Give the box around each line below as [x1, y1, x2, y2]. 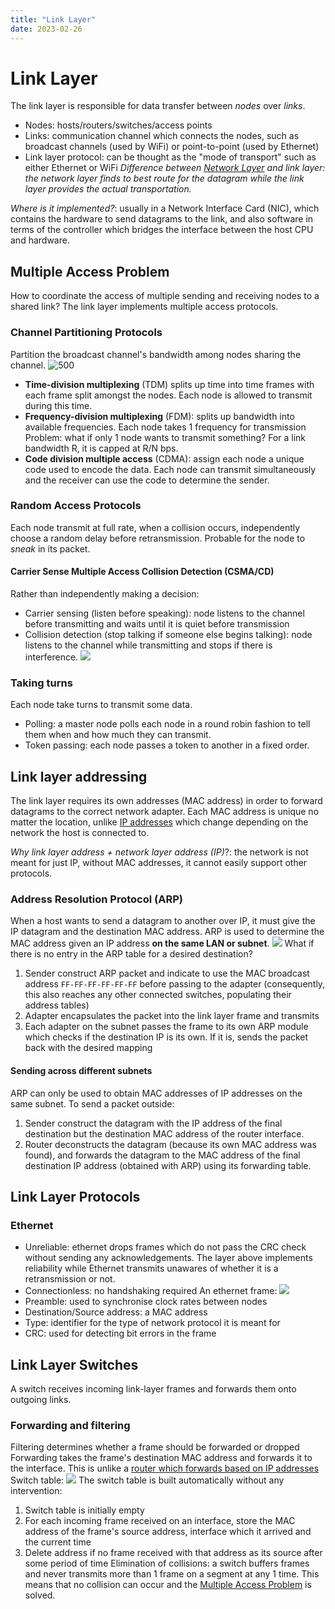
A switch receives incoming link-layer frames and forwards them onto [10, 1383, 297, 1395]
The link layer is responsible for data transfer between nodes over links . [10, 100, 306, 112]
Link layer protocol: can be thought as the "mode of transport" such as [24, 151, 317, 163]
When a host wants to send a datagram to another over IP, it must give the [10, 915, 316, 927]
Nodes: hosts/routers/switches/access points [24, 119, 213, 131]
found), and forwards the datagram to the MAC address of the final [24, 1149, 301, 1161]
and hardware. [10, 234, 70, 246]
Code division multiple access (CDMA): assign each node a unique [24, 452, 305, 465]
